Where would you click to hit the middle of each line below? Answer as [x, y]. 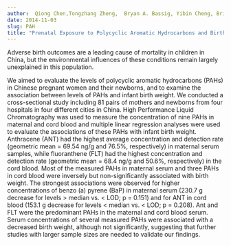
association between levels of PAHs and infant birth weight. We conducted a [115, 95]
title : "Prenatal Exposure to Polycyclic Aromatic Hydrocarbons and [107, 33]
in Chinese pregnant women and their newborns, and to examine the [104, 88]
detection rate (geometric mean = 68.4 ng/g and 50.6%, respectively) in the [114, 161]
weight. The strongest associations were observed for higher [93, 183]
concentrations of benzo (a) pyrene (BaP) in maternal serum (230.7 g [105, 190]
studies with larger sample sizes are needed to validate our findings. [104, 235]
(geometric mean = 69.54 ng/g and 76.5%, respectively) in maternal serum [113, 146]
